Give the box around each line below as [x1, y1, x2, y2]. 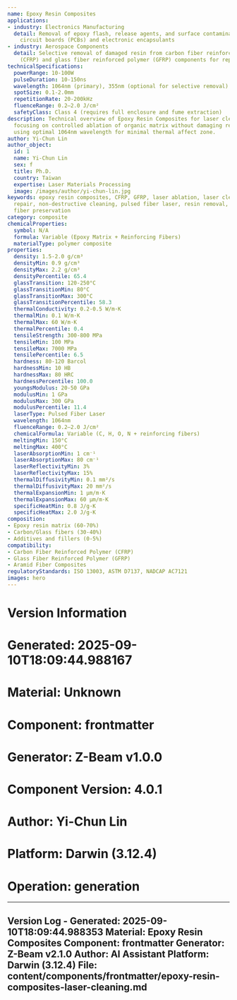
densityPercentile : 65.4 [13, 272, 87, 279]
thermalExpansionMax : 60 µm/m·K [13, 495, 109, 503]
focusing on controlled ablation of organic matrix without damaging [13, 121, 222, 129]
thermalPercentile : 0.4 [13, 325, 83, 332]
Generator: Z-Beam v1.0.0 [7, 749, 163, 765]
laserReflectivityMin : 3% [13, 463, 90, 470]
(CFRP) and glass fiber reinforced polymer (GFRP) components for [20, 56, 219, 64]
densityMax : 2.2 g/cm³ [13, 266, 80, 273]
